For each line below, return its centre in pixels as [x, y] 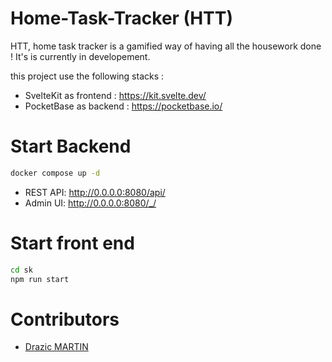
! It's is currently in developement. [80, 56]
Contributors [65, 319]
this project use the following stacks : [87, 76]
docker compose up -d [55, 173]
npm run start [40, 279]
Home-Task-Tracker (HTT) [122, 18]
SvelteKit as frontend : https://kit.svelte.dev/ [115, 95]
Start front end [72, 243]
